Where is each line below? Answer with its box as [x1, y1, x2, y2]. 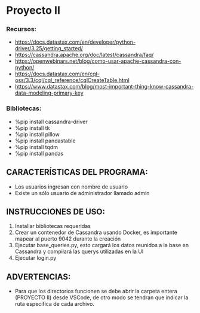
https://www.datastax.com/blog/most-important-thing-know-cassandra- [14, 83, 194, 90]
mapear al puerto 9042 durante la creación [14, 235, 121, 242]
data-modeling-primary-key [14, 89, 84, 96]
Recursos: [6, 25, 37, 34]
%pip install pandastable [14, 137, 76, 144]
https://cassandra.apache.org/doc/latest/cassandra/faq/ [14, 51, 154, 59]
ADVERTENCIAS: [6, 272, 71, 282]
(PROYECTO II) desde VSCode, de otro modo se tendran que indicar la [14, 294, 189, 301]
